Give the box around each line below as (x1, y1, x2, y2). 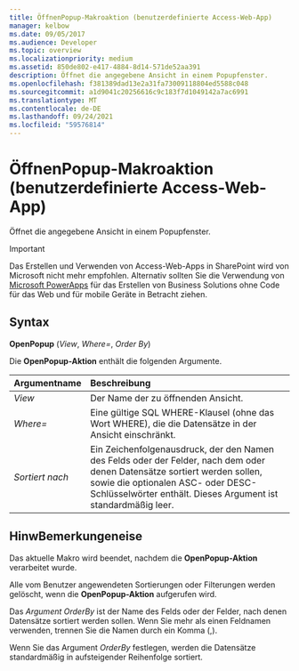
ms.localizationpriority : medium (9, 54, 133, 63)
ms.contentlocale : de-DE (9, 104, 101, 113)
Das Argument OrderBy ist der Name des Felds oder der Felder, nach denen (9, 606, 287, 617)
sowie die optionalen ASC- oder (90, 476, 225, 489)
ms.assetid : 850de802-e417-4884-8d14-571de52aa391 (9, 63, 201, 72)
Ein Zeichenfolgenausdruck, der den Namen (90, 442, 274, 455)
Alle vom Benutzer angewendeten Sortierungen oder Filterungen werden (9, 579, 276, 590)
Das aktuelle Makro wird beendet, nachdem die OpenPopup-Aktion (9, 553, 258, 563)
